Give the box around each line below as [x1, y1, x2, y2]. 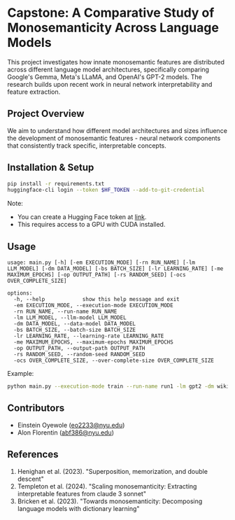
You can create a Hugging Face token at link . [17, 213, 147, 221]
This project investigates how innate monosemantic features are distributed [7, 57, 225, 66]
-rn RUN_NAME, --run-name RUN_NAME [13, 308, 117, 316]
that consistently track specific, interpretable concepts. [7, 141, 166, 150]
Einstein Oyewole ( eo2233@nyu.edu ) [17, 421, 125, 429]
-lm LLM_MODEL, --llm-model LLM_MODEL [13, 314, 127, 321]
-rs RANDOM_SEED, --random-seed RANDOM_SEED [13, 351, 145, 358]
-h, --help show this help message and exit [13, 296, 180, 303]
